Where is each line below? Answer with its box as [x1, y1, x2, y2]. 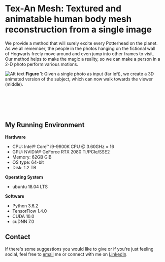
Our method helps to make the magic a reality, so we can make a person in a [5, 56, 161, 62]
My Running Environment [5, 121, 85, 129]
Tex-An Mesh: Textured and [5, 3, 122, 14]
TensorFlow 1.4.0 [12, 208, 47, 214]
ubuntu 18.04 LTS [12, 184, 48, 189]
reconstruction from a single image [5, 24, 152, 35]
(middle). [5, 81, 24, 87]
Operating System [5, 174, 43, 180]
